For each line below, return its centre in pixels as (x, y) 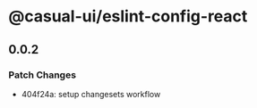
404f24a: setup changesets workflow (91, 94)
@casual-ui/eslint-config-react (128, 17)
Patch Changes (43, 75)
